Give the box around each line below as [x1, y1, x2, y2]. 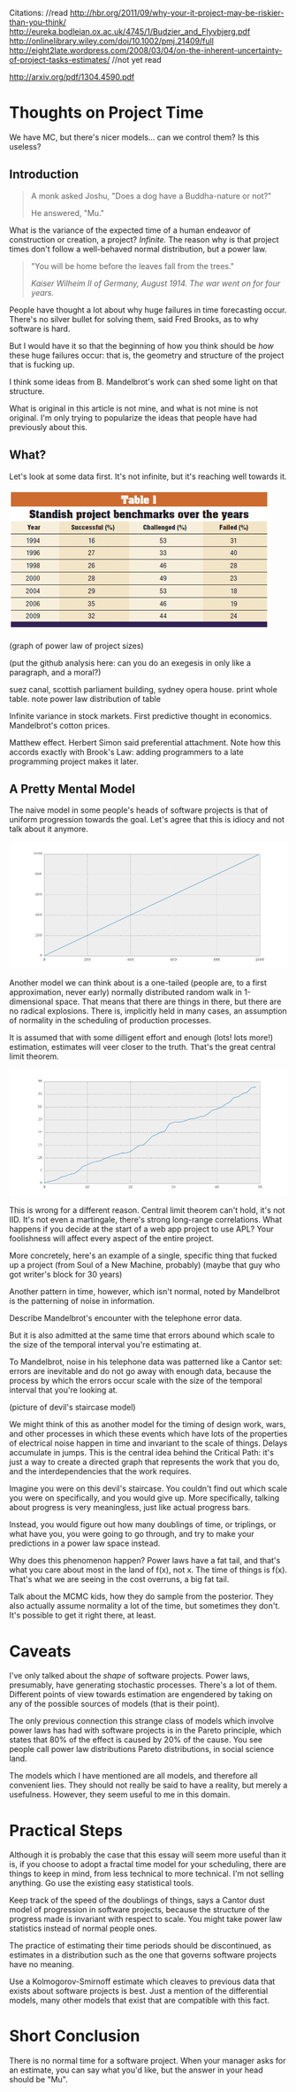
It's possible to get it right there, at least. [9, 1610, 156, 1621]
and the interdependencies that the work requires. [9, 1466, 192, 1477]
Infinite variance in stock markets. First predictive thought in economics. [9, 710, 272, 721]
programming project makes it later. [9, 756, 139, 767]
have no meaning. [9, 1959, 75, 1970]
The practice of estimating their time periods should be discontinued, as [9, 1941, 272, 1951]
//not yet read [111, 55, 162, 65]
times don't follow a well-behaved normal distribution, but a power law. [9, 243, 268, 254]
